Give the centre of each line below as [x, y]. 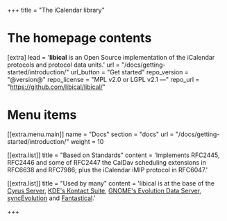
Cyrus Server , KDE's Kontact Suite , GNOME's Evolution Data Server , [104, 190]
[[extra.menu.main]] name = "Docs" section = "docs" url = [91, 134]
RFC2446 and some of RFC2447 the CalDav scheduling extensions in [107, 162]
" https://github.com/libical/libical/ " [57, 87]
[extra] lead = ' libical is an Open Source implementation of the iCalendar [111, 57]
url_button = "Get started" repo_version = [129, 72]
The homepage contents [79, 38]
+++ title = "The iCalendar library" [56, 10]
